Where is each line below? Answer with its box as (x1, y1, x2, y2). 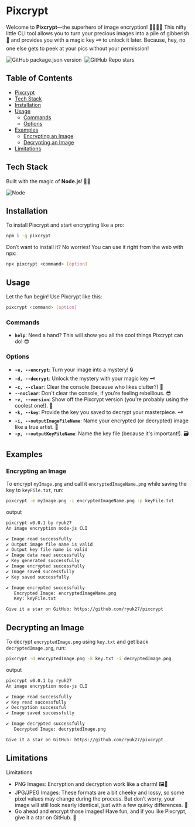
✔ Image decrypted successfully (6, 721, 85, 727)
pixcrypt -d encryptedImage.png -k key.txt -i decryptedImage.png (6, 656, 172, 662)
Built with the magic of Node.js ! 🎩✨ (6, 177, 91, 184)
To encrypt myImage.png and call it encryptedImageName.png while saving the (6, 480, 187, 488)
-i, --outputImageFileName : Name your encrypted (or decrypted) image (14, 417, 189, 424)
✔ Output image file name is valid (6, 542, 93, 547)
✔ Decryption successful (6, 705, 67, 711)
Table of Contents (6, 73, 73, 83)
